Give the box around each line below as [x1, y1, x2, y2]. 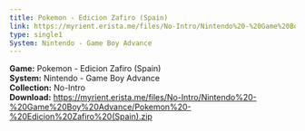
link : [9, 22, 30, 31]
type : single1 [9, 30, 64, 39]
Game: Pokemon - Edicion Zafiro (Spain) [9, 63, 162, 74]
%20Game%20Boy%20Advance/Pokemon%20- [9, 101, 192, 113]
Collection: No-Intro [9, 82, 86, 93]
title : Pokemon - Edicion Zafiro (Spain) [9, 13, 169, 23]
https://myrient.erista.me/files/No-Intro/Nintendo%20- [53, 92, 257, 103]
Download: [9, 92, 52, 103]
